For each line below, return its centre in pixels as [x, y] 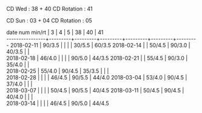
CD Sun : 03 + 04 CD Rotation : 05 [49, 20]
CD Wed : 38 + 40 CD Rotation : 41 [49, 9]
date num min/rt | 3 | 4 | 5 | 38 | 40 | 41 [55, 32]
